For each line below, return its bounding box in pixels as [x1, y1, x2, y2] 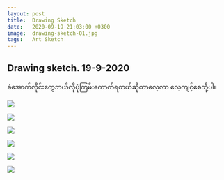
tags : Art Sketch [7, 36, 64, 43]
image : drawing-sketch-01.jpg [7, 29, 98, 37]
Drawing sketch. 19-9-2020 [7, 62, 130, 74]
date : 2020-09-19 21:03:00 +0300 [7, 23, 111, 30]
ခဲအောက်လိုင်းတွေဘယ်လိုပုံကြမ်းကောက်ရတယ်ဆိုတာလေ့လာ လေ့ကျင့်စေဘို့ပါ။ [7, 82, 217, 91]
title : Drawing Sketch [7, 17, 77, 24]
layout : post [7, 10, 45, 17]
